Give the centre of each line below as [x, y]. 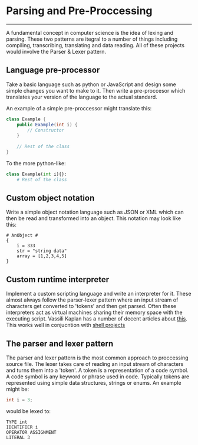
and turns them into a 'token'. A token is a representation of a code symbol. [97, 371]
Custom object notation [50, 198]
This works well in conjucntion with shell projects [66, 325]
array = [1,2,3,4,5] [42, 256]
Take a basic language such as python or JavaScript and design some [91, 84]
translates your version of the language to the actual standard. [82, 97]
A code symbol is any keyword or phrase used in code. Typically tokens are [98, 377]
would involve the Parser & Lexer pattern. [56, 51]
